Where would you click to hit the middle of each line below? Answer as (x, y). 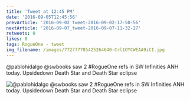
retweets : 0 (21, 34)
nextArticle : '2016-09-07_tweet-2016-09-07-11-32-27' (74, 28)
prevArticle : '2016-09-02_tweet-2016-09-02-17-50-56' (74, 22)
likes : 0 (17, 39)
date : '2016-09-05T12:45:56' (42, 17)
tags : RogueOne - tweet (35, 45)
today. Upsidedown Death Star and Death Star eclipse (72, 73)
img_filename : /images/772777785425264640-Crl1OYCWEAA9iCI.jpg (86, 50)
